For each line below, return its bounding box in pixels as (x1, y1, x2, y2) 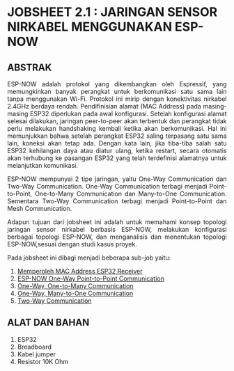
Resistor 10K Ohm (17, 357, 69, 365)
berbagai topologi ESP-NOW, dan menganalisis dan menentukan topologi (7, 232, 227, 241)
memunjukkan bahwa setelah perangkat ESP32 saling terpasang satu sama (7, 132, 227, 140)
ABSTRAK (7, 61, 52, 73)
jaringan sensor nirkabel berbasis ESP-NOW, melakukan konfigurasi (7, 226, 227, 233)
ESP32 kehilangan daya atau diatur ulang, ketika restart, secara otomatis (7, 147, 227, 155)
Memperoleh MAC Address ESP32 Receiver (17, 267, 143, 275)
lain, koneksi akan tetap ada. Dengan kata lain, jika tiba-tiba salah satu (7, 139, 227, 147)
